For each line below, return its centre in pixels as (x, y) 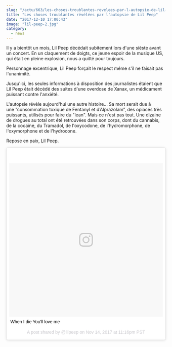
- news (18, 33)
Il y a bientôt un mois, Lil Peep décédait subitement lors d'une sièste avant (84, 48)
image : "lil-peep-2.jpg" (32, 24)
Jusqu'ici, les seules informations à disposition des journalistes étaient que (84, 83)
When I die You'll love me (35, 322)
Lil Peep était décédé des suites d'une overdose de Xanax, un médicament (84, 89)
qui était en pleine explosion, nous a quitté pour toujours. (66, 58)
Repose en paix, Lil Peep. (33, 141)
